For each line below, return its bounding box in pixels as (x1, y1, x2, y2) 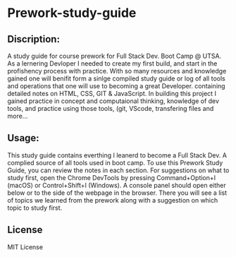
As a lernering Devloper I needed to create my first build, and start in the (7, 59, 218, 68)
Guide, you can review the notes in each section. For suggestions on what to (7, 166, 230, 174)
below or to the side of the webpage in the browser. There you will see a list (7, 189, 228, 197)
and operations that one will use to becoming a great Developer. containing (7, 82, 225, 90)
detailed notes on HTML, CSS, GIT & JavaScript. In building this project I (7, 90, 217, 97)
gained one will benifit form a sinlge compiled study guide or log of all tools (7, 74, 225, 83)
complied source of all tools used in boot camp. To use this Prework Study (7, 158, 223, 167)
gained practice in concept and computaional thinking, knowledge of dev (7, 97, 220, 105)
